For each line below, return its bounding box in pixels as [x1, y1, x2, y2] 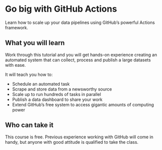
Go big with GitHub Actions [5, 3, 117, 15]
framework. [5, 24, 28, 30]
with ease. [5, 62, 26, 68]
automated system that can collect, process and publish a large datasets [5, 57, 151, 63]
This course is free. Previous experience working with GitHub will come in [5, 134, 154, 140]
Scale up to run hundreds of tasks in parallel [12, 91, 101, 97]
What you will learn [5, 39, 65, 47]
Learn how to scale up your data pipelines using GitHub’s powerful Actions [5, 19, 155, 25]
